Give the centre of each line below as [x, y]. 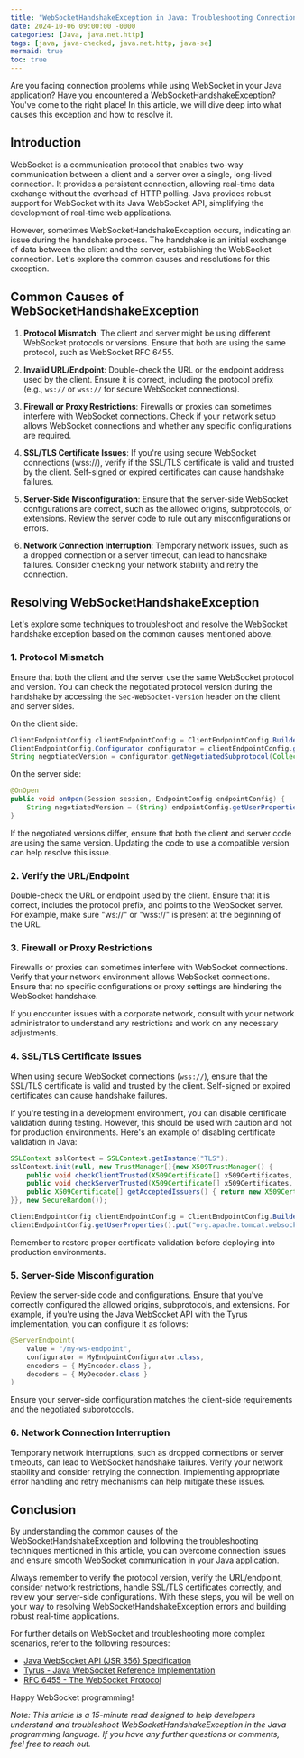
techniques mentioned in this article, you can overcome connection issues [148, 1551]
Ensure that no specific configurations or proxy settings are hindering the [146, 987]
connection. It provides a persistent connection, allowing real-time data [143, 184]
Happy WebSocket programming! [72, 1697]
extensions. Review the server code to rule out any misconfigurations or [157, 518]
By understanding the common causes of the [94, 1531]
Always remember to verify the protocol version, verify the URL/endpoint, [147, 1578]
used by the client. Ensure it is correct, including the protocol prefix [148, 379]
